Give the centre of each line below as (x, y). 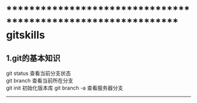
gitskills (26, 35)
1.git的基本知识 (33, 58)
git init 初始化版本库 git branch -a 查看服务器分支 (64, 88)
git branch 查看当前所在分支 (40, 80)
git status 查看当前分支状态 (39, 73)
